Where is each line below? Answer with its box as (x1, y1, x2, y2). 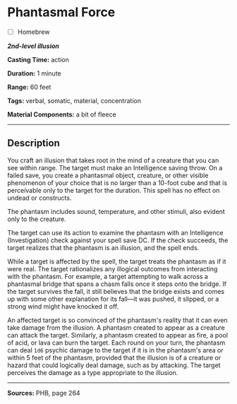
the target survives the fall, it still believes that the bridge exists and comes (7, 287, 224, 295)
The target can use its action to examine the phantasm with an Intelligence (7, 228, 224, 237)
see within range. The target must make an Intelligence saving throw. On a (7, 163, 223, 172)
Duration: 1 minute (7, 69, 61, 78)
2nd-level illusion (7, 42, 60, 50)
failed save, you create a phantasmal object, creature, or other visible (7, 171, 209, 179)
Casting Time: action (7, 56, 69, 64)
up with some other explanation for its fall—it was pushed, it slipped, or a (7, 295, 219, 303)
